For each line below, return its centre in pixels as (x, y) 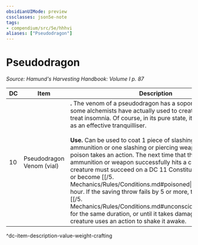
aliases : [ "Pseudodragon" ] (39, 34)
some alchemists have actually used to (123, 111)
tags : (13, 22)
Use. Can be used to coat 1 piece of (120, 140)
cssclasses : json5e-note (37, 17)
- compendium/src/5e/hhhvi (39, 28)
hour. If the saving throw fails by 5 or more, (130, 192)
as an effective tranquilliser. (108, 125)
